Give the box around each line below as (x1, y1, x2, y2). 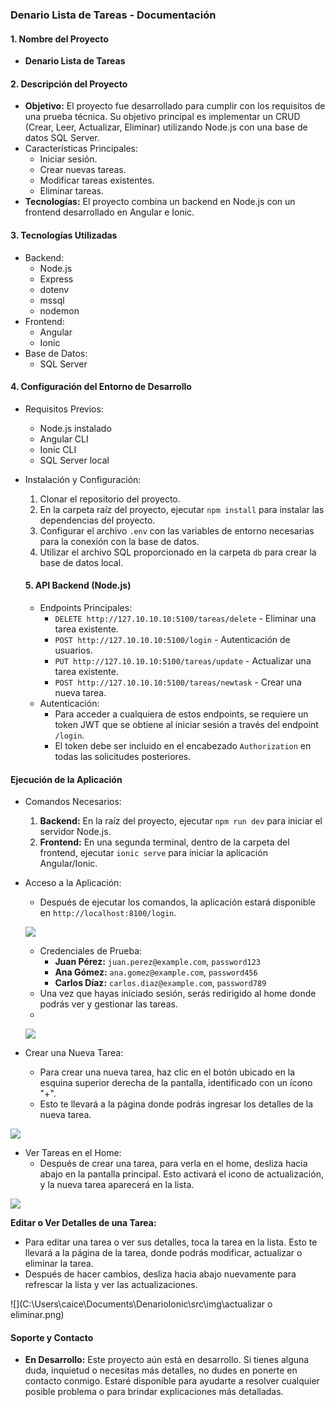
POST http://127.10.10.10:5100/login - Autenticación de (54, 633, 291, 645)
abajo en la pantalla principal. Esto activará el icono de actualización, (39, 1168, 324, 1180)
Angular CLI (39, 433, 89, 445)
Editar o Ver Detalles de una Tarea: (10, 1217, 157, 1229)
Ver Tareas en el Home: (24, 1147, 122, 1159)
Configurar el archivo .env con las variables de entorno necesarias (39, 524, 315, 537)
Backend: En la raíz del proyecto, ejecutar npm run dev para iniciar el (39, 815, 323, 827)
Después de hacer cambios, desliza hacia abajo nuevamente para (24, 1268, 297, 1280)
